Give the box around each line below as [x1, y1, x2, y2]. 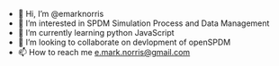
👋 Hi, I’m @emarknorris [17, 9, 104, 19]
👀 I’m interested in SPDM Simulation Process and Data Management [17, 18, 270, 29]
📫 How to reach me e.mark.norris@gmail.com [17, 47, 191, 57]
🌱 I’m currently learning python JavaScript [17, 28, 175, 37]
